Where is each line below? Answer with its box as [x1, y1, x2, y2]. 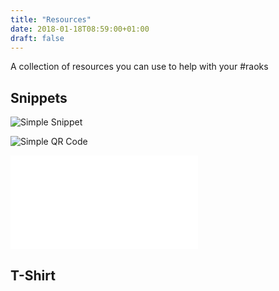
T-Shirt [10, 267, 56, 284]
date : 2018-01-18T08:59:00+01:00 [10, 24, 150, 34]
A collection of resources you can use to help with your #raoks [10, 61, 269, 73]
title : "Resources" [10, 14, 92, 25]
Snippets [10, 89, 68, 106]
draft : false [10, 33, 65, 43]
